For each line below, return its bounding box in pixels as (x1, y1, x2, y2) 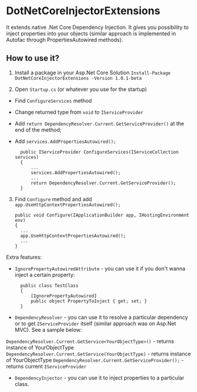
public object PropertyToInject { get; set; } (30, 298, 147, 304)
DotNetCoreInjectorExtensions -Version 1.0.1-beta (14, 75, 142, 81)
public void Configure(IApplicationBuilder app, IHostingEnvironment (14, 212, 190, 218)
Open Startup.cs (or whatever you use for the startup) (14, 86, 147, 93)
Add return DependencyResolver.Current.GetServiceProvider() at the (14, 120, 185, 127)
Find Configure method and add (14, 195, 93, 202)
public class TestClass (20, 282, 78, 289)
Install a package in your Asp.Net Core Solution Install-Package (14, 69, 171, 76)
